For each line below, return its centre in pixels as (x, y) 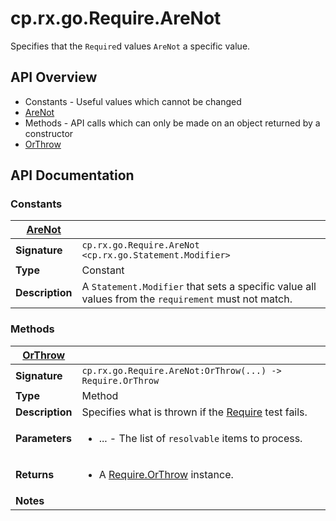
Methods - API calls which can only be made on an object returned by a (172, 123)
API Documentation (72, 175)
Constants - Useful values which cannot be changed (133, 101)
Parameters (43, 438)
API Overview (54, 77)
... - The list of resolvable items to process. (200, 438)
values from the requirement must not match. (187, 299)
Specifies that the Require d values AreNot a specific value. (130, 46)
